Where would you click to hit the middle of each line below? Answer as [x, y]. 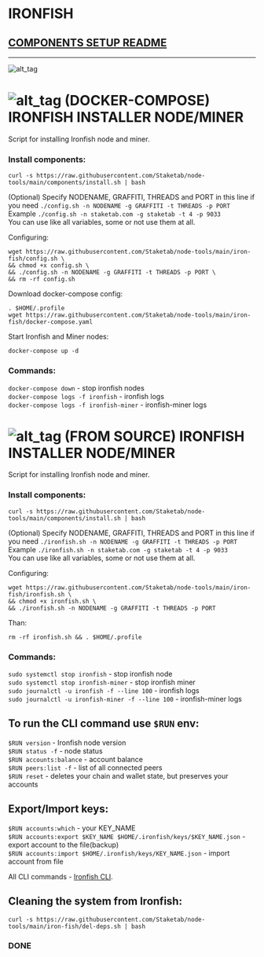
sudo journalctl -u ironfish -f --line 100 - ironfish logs [104, 691]
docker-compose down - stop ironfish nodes [77, 388]
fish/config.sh [33, 259]
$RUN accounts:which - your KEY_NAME [72, 828]
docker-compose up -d [44, 351]
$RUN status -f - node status [56, 750]
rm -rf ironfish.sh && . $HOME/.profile [75, 637]
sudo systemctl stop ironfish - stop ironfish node [90, 674]
